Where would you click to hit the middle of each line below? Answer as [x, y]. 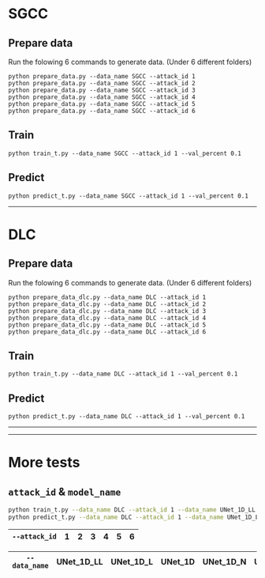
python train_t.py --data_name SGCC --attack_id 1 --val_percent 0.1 [125, 153]
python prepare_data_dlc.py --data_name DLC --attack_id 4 [107, 318]
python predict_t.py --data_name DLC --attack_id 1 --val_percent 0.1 [127, 417]
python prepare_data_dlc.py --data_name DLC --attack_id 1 [107, 297]
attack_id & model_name [65, 491]
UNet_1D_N [224, 562]
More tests [44, 463]
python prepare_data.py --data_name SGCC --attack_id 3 [102, 90]
